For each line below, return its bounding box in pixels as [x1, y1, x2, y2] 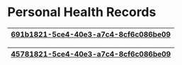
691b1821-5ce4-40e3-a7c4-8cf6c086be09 [11, 29, 171, 39]
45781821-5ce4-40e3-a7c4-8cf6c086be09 [11, 49, 171, 59]
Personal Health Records [7, 4, 157, 20]
